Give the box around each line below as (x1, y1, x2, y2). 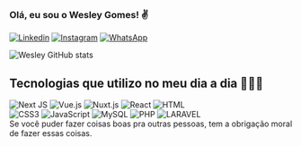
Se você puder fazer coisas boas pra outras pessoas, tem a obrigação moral (9, 118, 293, 129)
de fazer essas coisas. (9, 128, 93, 139)
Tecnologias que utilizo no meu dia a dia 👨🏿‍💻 (9, 75, 264, 90)
